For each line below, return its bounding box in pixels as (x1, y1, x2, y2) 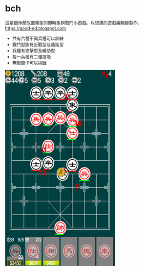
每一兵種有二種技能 (12, 53, 51, 59)
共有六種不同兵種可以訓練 (12, 35, 64, 41)
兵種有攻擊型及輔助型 (12, 48, 55, 53)
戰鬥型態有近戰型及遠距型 (12, 41, 64, 47)
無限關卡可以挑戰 (12, 60, 47, 66)
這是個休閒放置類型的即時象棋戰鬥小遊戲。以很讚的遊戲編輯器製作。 (5, 20, 142, 25)
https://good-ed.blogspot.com (5, 25, 66, 31)
